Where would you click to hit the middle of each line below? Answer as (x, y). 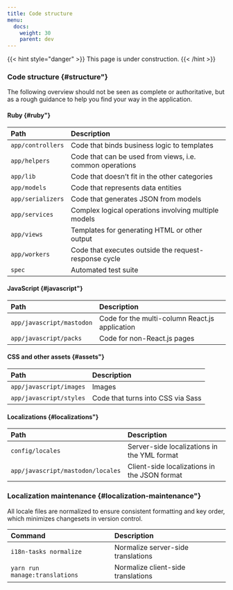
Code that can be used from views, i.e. (133, 157)
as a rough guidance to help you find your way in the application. (100, 99)
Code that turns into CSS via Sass (147, 398)
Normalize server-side (151, 547)
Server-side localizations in (173, 447)
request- (189, 250)
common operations (103, 165)
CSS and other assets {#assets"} (56, 357)
